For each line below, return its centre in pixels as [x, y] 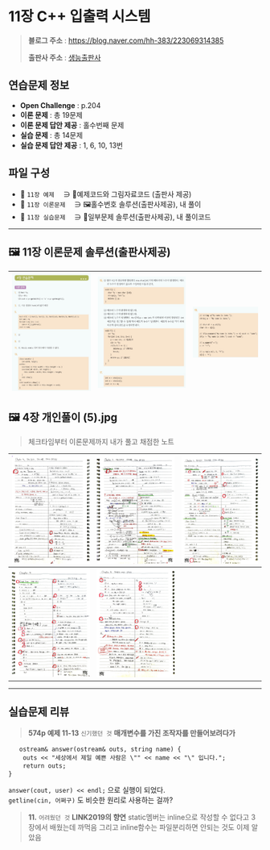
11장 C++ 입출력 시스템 [80, 17]
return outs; [45, 766]
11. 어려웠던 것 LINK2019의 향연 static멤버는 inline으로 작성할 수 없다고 [139, 817]
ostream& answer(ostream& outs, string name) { [100, 749]
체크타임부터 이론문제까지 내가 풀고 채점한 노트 [101, 442]
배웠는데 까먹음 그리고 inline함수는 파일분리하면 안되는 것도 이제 [149, 827]
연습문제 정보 [39, 85]
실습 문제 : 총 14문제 [51, 135]
